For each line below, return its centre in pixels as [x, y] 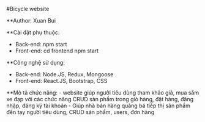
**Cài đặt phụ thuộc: [33, 32]
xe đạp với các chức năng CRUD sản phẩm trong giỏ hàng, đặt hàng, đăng [100, 99]
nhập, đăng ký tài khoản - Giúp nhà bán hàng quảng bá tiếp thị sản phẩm [99, 106]
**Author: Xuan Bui [31, 20]
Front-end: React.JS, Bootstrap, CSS [61, 81]
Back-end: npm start [41, 44]
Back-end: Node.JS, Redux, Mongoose [64, 74]
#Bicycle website [28, 9]
